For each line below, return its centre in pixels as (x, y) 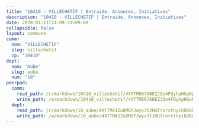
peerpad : (17, 83)
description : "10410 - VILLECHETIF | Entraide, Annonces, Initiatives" (96, 17)
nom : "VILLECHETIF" (36, 45)
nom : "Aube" (26, 66)
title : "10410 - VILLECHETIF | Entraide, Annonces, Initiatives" (88, 12)
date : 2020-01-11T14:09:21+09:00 (47, 22)
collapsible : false (30, 28)
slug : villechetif (34, 50)
